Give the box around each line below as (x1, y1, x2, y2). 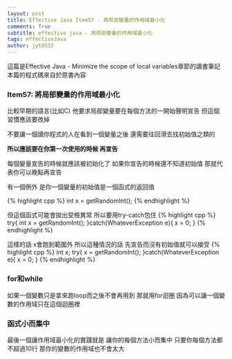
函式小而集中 (7, 319, 51, 329)
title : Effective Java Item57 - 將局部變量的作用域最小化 (7, 17, 166, 24)
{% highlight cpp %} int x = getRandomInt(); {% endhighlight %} (7, 196, 190, 205)
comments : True (7, 23, 51, 30)
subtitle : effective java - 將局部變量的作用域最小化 (7, 29, 153, 37)
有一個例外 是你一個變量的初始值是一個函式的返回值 (7, 183, 154, 191)
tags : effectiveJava (7, 36, 67, 43)
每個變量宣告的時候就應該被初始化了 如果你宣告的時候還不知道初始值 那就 (7, 160, 217, 168)
